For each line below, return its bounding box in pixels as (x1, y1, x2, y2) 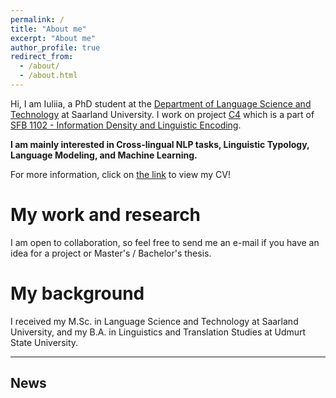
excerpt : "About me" (10, 33, 97, 43)
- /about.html (19, 71, 78, 81)
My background (10, 282, 145, 305)
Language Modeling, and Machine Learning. (10, 149, 198, 161)
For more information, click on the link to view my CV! (10, 168, 231, 180)
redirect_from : (10, 52, 74, 62)
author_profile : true (10, 42, 101, 53)
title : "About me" (10, 24, 87, 34)
